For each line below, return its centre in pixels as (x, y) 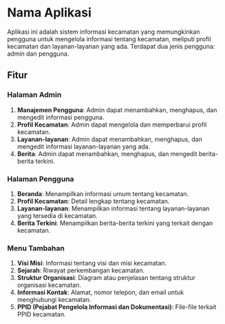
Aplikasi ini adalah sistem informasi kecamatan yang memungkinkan (104, 32)
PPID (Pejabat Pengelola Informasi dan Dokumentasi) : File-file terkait (117, 307)
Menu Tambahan (36, 248)
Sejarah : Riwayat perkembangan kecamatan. (81, 270)
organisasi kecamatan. (49, 285)
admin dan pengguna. (38, 54)
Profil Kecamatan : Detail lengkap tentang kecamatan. (93, 201)
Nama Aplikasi (49, 13)
